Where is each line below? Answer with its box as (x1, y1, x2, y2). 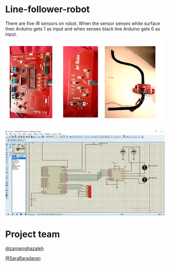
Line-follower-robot (5, 4, 90, 15)
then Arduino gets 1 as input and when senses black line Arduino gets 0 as (5, 25, 160, 31)
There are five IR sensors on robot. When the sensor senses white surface (5, 20, 160, 26)
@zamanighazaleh (5, 245, 44, 251)
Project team (5, 228, 60, 240)
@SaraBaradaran (5, 255, 41, 261)
